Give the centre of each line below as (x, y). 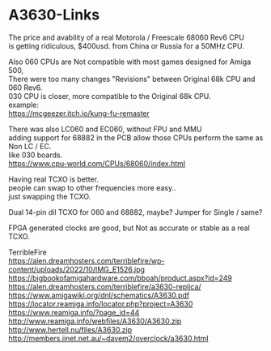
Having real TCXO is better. (54, 179)
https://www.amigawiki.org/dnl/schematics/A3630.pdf (99, 295)
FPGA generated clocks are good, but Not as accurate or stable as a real (129, 228)
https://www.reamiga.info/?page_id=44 (74, 312)
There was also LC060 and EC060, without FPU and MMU (105, 129)
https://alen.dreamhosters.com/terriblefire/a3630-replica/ (105, 286)
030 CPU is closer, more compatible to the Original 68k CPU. (110, 96)
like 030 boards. (36, 155)
